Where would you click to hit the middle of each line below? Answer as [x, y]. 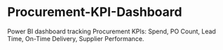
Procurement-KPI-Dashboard [95, 12]
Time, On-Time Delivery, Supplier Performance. [76, 38]
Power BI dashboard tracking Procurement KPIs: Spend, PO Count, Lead [111, 31]
